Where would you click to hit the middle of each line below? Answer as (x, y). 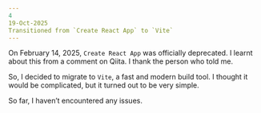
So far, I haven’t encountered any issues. (75, 101)
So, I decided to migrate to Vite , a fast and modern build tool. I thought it (128, 77)
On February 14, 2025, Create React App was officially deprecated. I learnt (131, 53)
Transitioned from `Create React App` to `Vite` (91, 30)
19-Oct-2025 (28, 23)
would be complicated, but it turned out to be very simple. (104, 85)
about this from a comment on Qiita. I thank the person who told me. (121, 61)
